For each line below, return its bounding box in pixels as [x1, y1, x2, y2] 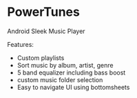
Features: [7, 40, 34, 48]
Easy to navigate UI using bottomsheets [17, 83, 130, 91]
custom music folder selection [17, 75, 103, 84]
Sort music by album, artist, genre [17, 61, 114, 69]
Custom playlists [17, 53, 65, 62]
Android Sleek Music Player [7, 27, 85, 35]
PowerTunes [7, 4, 81, 20]
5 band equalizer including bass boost [17, 68, 126, 77]
